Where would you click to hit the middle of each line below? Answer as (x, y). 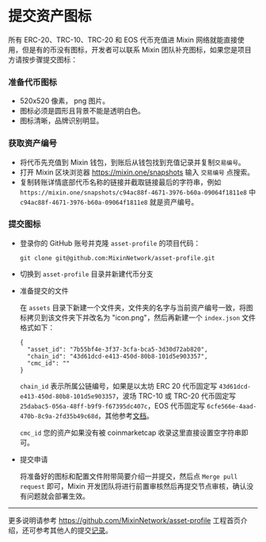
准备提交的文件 (44, 290)
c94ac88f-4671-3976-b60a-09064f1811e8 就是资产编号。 (109, 202)
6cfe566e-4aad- (232, 406)
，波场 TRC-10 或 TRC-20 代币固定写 (176, 396)
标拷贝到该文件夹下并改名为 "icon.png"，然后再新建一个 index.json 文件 (137, 317)
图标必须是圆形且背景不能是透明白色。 (82, 111)
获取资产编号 (33, 144)
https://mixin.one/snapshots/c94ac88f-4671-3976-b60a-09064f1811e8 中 (137, 192)
